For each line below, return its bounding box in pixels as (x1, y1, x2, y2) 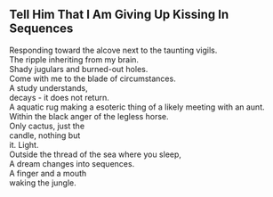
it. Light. (9, 139, 39, 150)
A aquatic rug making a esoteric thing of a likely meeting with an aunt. (9, 102, 265, 112)
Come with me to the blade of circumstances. (9, 73, 176, 84)
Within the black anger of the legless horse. (9, 111, 169, 121)
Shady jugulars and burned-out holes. (9, 63, 149, 74)
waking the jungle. (9, 177, 77, 188)
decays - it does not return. (9, 92, 109, 103)
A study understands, (9, 82, 89, 93)
